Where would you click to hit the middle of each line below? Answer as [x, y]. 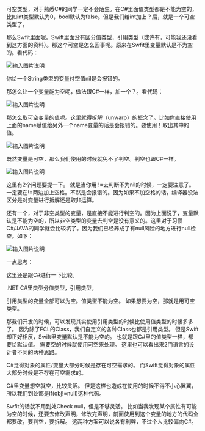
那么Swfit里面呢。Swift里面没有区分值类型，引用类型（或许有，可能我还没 [99, 37]
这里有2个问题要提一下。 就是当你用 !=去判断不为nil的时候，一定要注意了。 [100, 185]
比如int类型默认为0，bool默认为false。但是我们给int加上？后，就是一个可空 [101, 17]
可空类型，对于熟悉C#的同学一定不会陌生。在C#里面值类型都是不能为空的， [102, 9]
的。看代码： [22, 53]
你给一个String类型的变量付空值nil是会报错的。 [65, 79]
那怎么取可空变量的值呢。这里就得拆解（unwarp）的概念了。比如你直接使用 [101, 117]
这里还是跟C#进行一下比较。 [42, 275]
